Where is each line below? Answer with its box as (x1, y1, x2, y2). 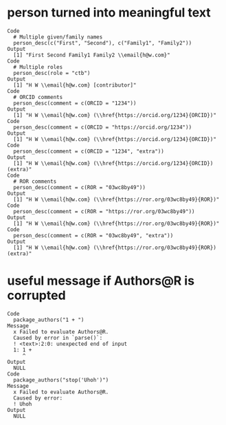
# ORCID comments (13, 94, 63, 100)
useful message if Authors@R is (7, 273, 194, 289)
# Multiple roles (13, 63, 63, 70)
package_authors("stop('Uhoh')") (13, 376, 109, 383)
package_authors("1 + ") (13, 316, 84, 323)
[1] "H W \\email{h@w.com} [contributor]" (13, 81, 137, 89)
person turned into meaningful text (7, 5, 211, 21)
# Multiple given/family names (13, 33, 103, 41)
